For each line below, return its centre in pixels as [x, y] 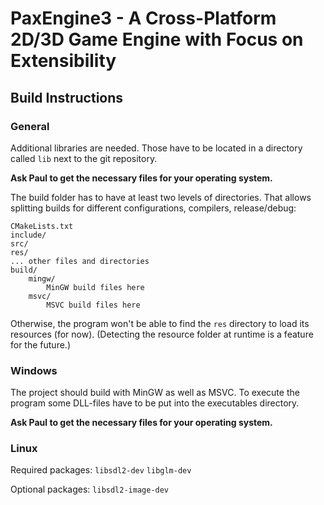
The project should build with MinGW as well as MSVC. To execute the [155, 393]
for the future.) [40, 344]
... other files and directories [80, 261]
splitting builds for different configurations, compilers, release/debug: [153, 208]
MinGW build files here [95, 287]
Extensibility [63, 61]
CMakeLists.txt [42, 226]
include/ [28, 235]
